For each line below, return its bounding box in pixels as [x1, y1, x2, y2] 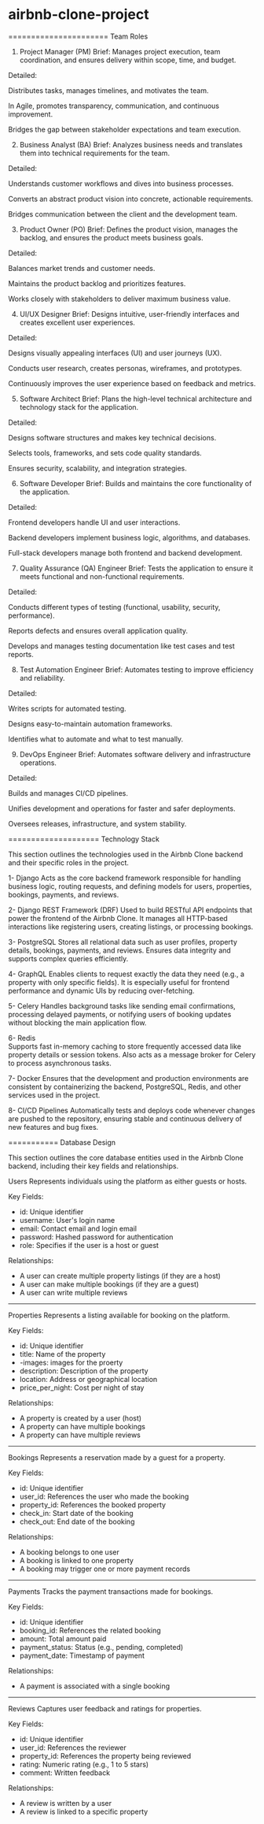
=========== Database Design [8, 1137, 116, 1147]
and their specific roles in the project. [8, 857, 130, 867]
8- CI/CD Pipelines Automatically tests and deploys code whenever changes [8, 1105, 255, 1115]
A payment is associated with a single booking [19, 1681, 170, 1691]
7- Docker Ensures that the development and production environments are [8, 1073, 249, 1083]
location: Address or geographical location [19, 1374, 158, 1384]
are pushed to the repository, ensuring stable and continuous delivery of [8, 1113, 243, 1124]
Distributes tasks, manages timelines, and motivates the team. [8, 85, 210, 95]
